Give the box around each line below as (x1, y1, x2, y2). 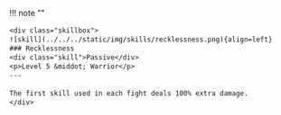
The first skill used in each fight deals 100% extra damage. (9, 89, 248, 98)
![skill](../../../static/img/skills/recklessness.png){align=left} (9, 35, 273, 44)
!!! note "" (9, 8, 45, 18)
